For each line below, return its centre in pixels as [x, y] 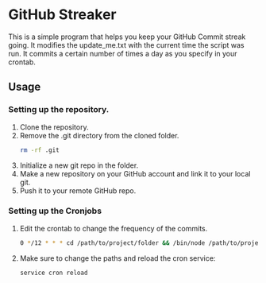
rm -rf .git [39, 150]
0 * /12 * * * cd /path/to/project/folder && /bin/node [112, 243]
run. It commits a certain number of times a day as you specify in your [123, 53]
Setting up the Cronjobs [55, 211]
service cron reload [54, 273]
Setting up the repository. [59, 110]
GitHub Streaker [62, 15]
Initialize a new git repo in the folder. [79, 165]
